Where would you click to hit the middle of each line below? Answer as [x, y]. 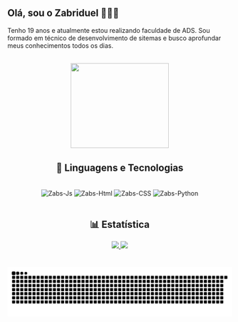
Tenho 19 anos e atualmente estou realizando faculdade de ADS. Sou [109, 30]
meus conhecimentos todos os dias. [61, 45]
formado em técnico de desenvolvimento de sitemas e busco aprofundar [114, 38]
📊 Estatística [120, 225]
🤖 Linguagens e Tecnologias [120, 168]
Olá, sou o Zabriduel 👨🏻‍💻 [63, 13]
